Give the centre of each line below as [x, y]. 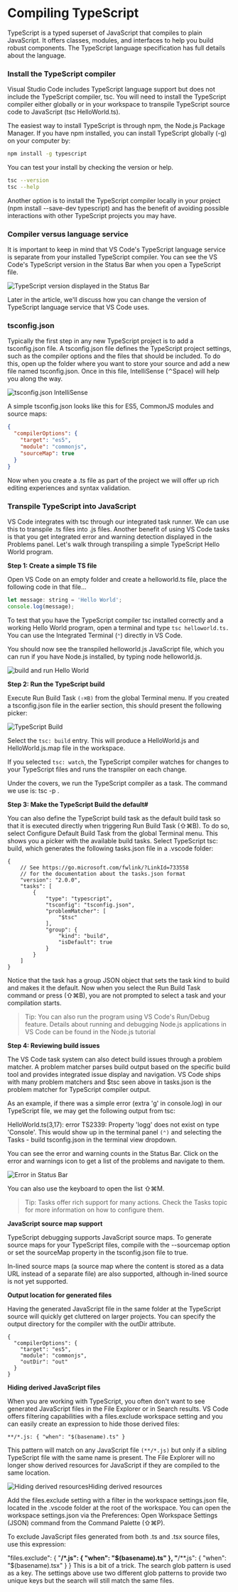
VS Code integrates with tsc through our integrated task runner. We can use [118, 521]
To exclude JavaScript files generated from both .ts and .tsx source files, [114, 1537]
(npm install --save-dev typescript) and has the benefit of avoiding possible [118, 208]
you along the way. [35, 379]
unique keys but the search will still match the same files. [91, 1580]
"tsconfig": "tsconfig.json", [90, 905]
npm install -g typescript [47, 154]
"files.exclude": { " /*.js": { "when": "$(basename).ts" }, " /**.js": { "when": [117, 1558]
